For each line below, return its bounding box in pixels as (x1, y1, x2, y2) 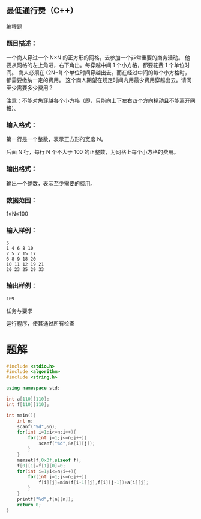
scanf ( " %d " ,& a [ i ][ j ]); (38, 440, 95, 446)
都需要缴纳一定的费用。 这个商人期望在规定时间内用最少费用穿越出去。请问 (6, 77, 192, 84)
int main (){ (6, 412, 36, 419)
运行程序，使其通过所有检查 (6, 320, 75, 327)
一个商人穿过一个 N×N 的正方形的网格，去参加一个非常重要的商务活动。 (6, 54, 184, 61)
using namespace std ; (6, 385, 61, 392)
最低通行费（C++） (6, 5, 79, 16)
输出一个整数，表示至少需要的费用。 (6, 180, 96, 187)
